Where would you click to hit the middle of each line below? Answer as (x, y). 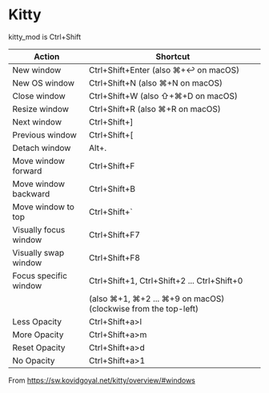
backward (31, 193)
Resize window (41, 109)
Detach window (42, 148)
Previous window (45, 135)
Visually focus (39, 229)
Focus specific (40, 276)
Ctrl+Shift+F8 (114, 257)
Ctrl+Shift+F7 (114, 235)
